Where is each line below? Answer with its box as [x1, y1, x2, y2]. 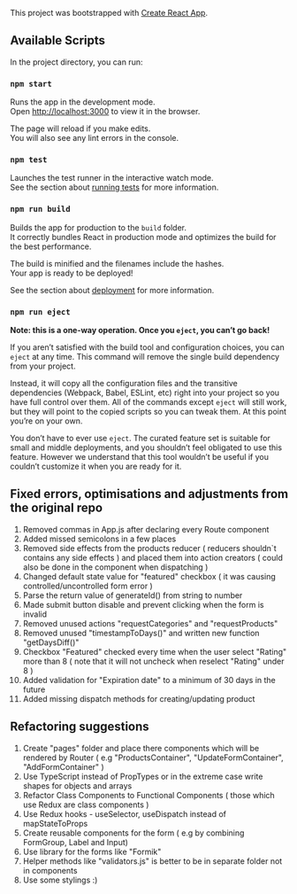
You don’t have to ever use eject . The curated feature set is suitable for [10, 433, 270, 443]
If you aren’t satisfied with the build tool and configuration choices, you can [10, 342, 286, 353]
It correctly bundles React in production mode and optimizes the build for [10, 231, 277, 242]
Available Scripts [10, 33, 105, 48]
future [22, 684, 46, 695]
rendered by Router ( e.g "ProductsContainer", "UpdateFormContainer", [22, 752, 284, 763]
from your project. [10, 361, 76, 371]
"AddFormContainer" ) [22, 761, 104, 772]
